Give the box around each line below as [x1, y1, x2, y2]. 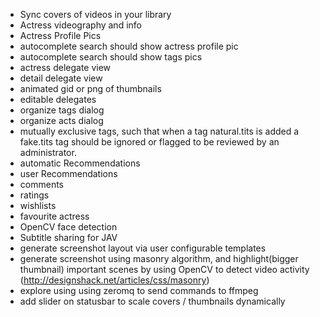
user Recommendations [19, 168, 118, 179]
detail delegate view [19, 72, 103, 84]
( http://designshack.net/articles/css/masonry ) [19, 274, 210, 286]
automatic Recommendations [19, 157, 141, 169]
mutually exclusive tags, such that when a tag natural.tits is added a [19, 125, 300, 137]
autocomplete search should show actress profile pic [19, 40, 239, 52]
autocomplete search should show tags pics [19, 51, 203, 63]
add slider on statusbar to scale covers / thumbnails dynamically [19, 295, 286, 307]
